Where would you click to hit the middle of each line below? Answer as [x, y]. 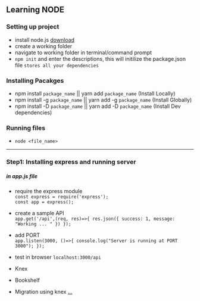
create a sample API [39, 213]
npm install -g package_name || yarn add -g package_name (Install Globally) [103, 100]
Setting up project [33, 27]
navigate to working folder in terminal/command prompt [83, 52]
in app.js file [22, 176]
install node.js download [45, 40]
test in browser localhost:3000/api [58, 257]
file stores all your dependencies [57, 65]
